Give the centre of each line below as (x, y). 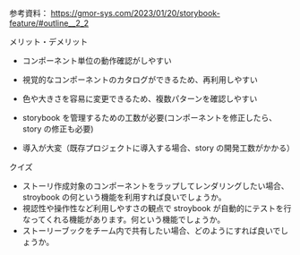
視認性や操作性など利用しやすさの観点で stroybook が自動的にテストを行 (157, 208)
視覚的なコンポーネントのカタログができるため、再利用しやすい (140, 80)
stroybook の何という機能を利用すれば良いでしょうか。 (124, 197)
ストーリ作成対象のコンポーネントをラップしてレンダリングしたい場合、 (155, 186)
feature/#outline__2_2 (49, 23)
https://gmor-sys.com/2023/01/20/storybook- (136, 13)
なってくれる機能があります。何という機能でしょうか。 (124, 219)
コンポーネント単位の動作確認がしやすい (97, 60)
